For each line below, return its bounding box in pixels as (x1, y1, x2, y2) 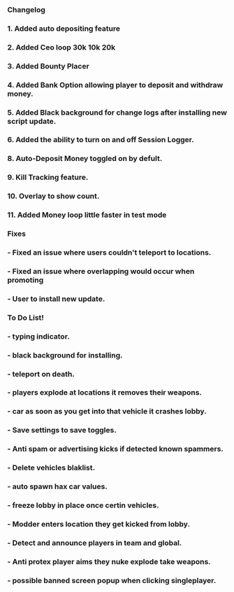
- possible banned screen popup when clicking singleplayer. (7, 575, 217, 585)
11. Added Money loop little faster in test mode (7, 210, 167, 220)
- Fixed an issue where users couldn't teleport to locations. (7, 247, 212, 257)
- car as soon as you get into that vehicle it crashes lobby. (7, 407, 207, 416)
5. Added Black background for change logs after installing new (7, 107, 227, 117)
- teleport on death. (7, 369, 75, 379)
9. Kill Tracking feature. (7, 173, 89, 183)
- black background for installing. (7, 350, 124, 360)
